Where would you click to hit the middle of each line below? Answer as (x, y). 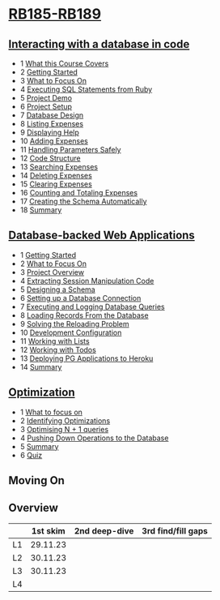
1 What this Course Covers (64, 63)
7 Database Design (52, 115)
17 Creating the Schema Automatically (83, 201)
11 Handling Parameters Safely (70, 150)
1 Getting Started (48, 255)
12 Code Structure (50, 158)
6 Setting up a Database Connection (80, 298)
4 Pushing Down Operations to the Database (94, 438)
